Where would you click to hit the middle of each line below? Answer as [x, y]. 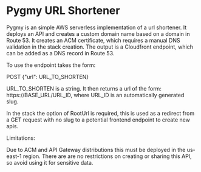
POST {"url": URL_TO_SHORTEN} [48, 77]
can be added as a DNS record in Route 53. [60, 53]
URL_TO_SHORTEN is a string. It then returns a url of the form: [84, 88]
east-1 [14, 156]
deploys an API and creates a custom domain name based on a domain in [98, 33]
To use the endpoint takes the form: [51, 65]
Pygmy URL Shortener [63, 11]
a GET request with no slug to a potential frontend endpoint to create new [98, 120]
